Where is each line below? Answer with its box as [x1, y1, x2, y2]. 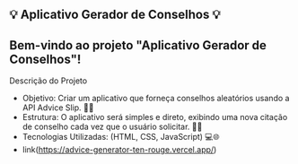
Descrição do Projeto [9, 75, 88, 86]
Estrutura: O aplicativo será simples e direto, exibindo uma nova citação [22, 112, 288, 123]
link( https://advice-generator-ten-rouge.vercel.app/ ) [22, 144, 217, 155]
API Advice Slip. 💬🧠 [22, 102, 94, 113]
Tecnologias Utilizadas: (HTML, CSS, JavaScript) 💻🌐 [22, 132, 220, 142]
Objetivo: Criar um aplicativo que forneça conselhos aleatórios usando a [22, 93, 290, 104]
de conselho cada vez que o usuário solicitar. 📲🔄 [22, 121, 203, 133]
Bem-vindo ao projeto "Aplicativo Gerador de [9, 38, 267, 53]
